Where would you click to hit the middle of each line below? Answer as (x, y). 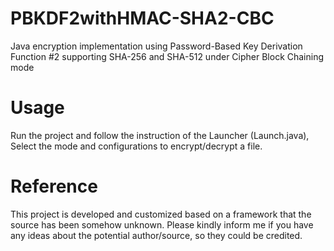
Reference (54, 186)
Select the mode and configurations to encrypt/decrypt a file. (136, 146)
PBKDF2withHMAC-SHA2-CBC (142, 18)
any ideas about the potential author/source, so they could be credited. (156, 235)
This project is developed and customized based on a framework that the (161, 214)
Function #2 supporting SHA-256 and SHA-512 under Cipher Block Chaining (167, 56)
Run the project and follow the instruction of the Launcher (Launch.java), (160, 135)
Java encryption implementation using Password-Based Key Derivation (156, 46)
